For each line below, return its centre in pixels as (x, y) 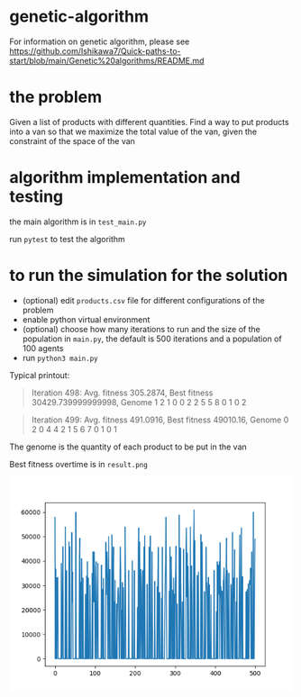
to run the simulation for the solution (149, 276)
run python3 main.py (60, 358)
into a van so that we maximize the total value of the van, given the (133, 131)
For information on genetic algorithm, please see (100, 41)
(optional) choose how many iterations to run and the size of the (141, 329)
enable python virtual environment (86, 319)
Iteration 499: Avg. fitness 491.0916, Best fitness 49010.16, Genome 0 (160, 420)
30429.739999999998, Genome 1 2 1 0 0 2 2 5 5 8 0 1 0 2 (139, 402)
